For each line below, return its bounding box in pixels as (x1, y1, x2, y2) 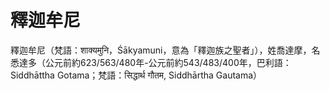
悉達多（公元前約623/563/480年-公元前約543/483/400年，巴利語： (10, 56, 292, 68)
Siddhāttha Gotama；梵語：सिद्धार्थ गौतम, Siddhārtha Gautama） (10, 69, 263, 81)
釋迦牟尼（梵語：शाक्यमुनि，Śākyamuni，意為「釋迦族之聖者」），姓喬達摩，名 (10, 44, 321, 56)
